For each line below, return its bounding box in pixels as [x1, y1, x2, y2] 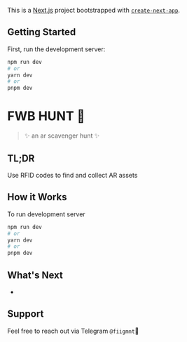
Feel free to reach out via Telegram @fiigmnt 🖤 [7, 327, 139, 335]
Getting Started [7, 26, 76, 38]
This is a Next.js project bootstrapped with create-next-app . [7, 6, 181, 14]
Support [7, 308, 44, 320]
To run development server [7, 210, 85, 218]
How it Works [7, 191, 67, 203]
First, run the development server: [7, 45, 106, 53]
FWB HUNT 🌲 [7, 108, 85, 124]
